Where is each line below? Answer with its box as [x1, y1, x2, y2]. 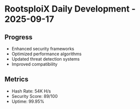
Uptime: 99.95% [11, 98, 45, 104]
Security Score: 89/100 [11, 93, 58, 99]
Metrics [4, 75, 29, 83]
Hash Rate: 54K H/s [11, 88, 51, 94]
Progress [4, 33, 32, 41]
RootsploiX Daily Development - [4, 3, 136, 15]
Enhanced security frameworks [11, 46, 75, 51]
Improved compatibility [11, 62, 58, 67]
